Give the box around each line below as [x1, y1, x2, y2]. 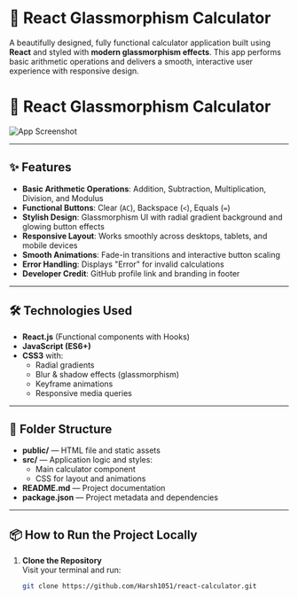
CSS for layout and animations [35, 473, 146, 484]
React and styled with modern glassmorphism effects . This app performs [9, 46, 282, 57]
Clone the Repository [21, 556, 102, 566]
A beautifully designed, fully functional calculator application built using [9, 37, 271, 48]
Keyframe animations [35, 378, 114, 389]
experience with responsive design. [9, 66, 139, 76]
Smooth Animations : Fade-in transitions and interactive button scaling [21, 249, 281, 260]
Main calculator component [35, 464, 136, 475]
